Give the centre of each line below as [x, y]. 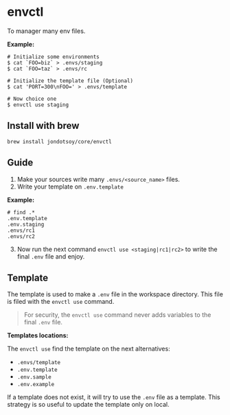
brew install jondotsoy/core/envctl [59, 141]
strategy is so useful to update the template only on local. [88, 405]
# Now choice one [32, 99]
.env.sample [34, 377]
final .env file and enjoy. [51, 256]
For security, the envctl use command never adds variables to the [117, 315]
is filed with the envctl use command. [61, 302]
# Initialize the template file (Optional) [70, 81]
